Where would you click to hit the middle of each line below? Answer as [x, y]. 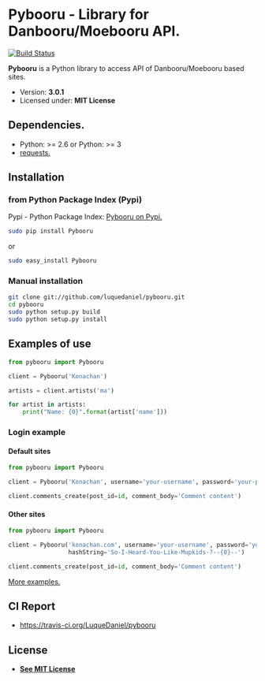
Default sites [30, 451]
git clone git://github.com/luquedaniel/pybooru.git [97, 297]
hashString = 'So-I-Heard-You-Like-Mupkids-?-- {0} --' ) [157, 552]
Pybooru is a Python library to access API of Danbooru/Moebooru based [126, 68]
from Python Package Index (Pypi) [75, 200]
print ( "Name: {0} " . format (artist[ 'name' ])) [95, 412]
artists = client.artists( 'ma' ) [61, 391]
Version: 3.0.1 [42, 91]
